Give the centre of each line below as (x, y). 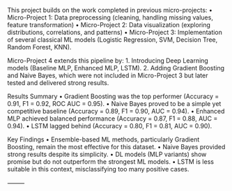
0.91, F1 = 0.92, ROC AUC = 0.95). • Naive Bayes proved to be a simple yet (114, 104)
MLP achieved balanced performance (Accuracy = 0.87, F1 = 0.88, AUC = (113, 119)
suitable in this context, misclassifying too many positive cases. (98, 169)
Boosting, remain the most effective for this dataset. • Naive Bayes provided (116, 147)
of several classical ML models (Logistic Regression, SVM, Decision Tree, (113, 40)
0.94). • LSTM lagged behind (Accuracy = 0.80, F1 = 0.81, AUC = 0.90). (110, 126)
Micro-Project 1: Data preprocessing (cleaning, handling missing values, (110, 17)
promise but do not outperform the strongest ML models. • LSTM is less (111, 162)
